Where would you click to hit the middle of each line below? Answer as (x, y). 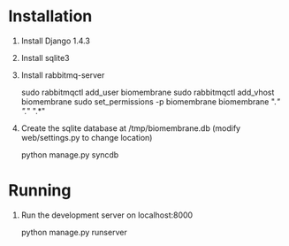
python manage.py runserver (74, 232)
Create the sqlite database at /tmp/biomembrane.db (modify (130, 128)
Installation (50, 16)
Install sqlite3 (45, 58)
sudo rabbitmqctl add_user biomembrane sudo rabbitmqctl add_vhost (148, 92)
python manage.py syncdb (70, 154)
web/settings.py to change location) (87, 137)
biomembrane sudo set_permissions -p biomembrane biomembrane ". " (150, 101)
